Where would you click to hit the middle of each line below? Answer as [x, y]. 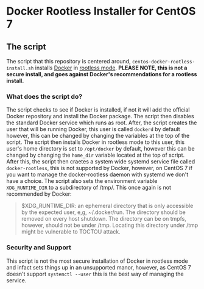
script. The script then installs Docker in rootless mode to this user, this [95, 142]
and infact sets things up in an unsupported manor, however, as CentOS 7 [99, 267]
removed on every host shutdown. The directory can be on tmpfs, [104, 219]
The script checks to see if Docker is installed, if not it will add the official [98, 110]
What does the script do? [44, 96]
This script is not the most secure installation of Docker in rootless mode [97, 261]
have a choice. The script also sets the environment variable [82, 181]
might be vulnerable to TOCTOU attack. [71, 232]
